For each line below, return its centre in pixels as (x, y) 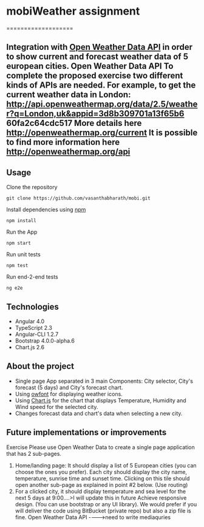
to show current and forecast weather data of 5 (97, 57)
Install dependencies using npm (46, 210)
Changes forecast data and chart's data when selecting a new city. (99, 413)
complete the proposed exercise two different (95, 76)
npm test (17, 266)
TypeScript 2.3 (34, 327)
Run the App (22, 232)
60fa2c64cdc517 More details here (74, 123)
